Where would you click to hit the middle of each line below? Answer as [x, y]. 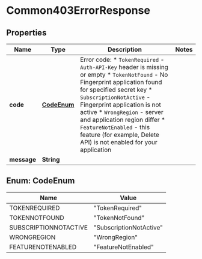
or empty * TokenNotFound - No [124, 75]
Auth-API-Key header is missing [124, 67]
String [51, 160]
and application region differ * [123, 120]
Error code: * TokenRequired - [122, 59]
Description [125, 50]
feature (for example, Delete [120, 135]
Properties [26, 33]
